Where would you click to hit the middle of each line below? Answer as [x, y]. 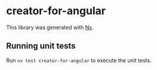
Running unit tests [41, 46]
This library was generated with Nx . [50, 27]
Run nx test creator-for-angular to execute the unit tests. [79, 60]
